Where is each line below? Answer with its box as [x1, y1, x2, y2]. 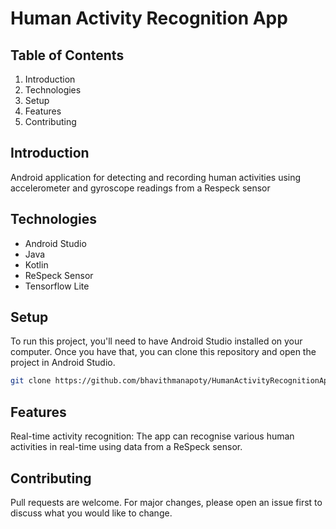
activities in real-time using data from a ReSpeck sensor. [10, 441, 243, 453]
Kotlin [24, 258, 49, 271]
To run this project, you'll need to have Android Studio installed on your [10, 335, 303, 347]
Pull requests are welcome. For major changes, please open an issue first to [10, 496, 323, 508]
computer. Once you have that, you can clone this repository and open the [10, 346, 317, 358]
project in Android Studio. [10, 357, 116, 369]
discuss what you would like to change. [10, 507, 173, 519]
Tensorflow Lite [24, 280, 90, 292]
